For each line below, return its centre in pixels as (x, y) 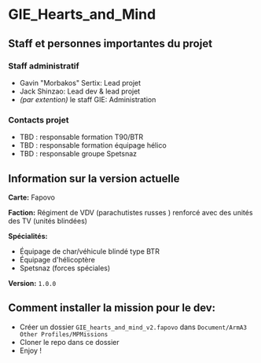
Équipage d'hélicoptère (57, 259)
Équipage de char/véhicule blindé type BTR (89, 251)
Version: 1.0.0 (32, 283)
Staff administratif (44, 66)
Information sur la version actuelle (94, 178)
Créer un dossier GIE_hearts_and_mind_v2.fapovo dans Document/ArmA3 (133, 327)
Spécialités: (28, 236)
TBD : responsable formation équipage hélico (93, 145)
